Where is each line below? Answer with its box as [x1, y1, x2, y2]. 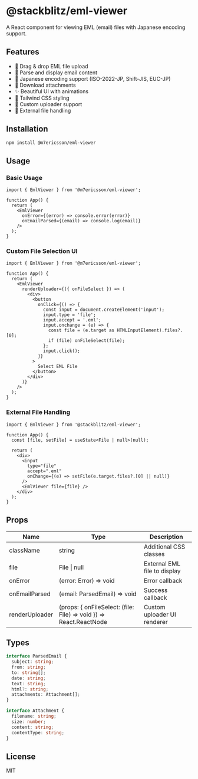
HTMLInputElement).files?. [117, 327, 183, 334]
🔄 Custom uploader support [14, 100, 82, 107]
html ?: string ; [11, 686, 49, 692]
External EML [143, 559, 181, 567]
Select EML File [37, 364, 78, 370]
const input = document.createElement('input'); [43, 307, 165, 313]
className [9, 546, 40, 554]
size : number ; [11, 718, 46, 725]
